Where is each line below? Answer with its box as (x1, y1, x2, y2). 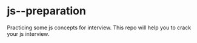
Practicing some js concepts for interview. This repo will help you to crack (7, 24, 192, 31)
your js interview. (7, 30, 50, 37)
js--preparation (7, 4, 87, 18)
